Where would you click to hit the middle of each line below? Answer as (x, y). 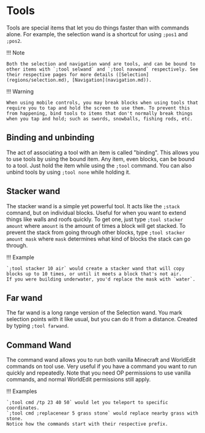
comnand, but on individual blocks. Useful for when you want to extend (96, 213)
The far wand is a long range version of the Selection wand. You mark (94, 313)
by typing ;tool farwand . (38, 326)
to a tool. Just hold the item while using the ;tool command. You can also (99, 165)
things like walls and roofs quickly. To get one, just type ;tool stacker (95, 219)
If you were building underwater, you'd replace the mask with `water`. (101, 279)
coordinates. (23, 408)
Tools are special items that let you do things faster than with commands (98, 28)
